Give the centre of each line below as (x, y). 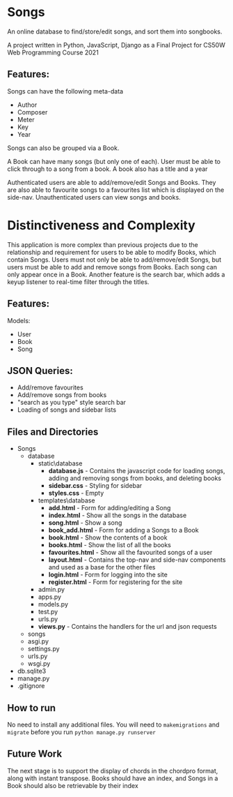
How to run (32, 708)
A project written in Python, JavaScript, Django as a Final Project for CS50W (116, 45)
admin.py (51, 590)
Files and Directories (53, 432)
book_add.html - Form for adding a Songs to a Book (124, 530)
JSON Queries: (40, 371)
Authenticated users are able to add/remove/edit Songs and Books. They (112, 182)
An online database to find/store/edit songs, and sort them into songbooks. (115, 31)
